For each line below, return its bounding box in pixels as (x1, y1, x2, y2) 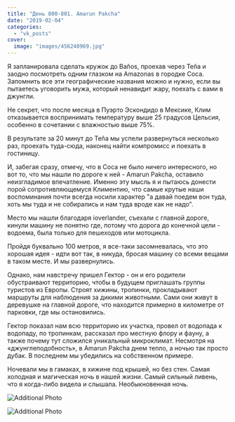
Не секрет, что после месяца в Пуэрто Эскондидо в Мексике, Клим (7, 106, 211, 114)
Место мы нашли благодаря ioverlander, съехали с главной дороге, (7, 213, 209, 222)
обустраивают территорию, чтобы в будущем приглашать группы (7, 278, 206, 286)
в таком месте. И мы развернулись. (7, 257, 116, 265)
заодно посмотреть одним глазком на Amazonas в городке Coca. (7, 70, 205, 78)
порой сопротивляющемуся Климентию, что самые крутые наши (7, 185, 204, 193)
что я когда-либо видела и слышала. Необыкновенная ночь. (7, 380, 189, 388)
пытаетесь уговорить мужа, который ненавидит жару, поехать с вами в (7, 85, 223, 93)
